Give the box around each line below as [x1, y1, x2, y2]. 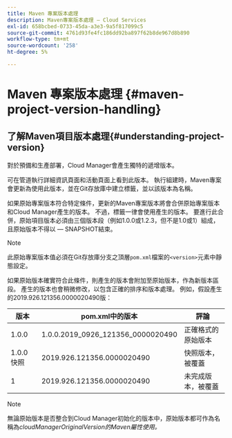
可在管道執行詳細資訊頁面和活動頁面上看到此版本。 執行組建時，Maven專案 [7, 175, 222, 183]
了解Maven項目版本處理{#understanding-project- [7, 130, 224, 142]
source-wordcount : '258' [7, 42, 79, 49]
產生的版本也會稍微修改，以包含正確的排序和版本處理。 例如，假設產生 [20, 284, 222, 293]
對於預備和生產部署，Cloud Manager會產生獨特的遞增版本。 [7, 161, 178, 169]
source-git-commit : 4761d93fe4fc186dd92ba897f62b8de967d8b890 [7, 29, 190, 37]
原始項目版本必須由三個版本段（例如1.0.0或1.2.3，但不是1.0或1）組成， [19, 216, 220, 224]
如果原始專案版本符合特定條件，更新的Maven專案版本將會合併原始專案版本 [7, 199, 220, 207]
